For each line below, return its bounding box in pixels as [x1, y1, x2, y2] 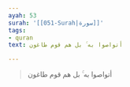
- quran [8, 33, 34, 42]
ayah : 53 [8, 11, 37, 20]
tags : [8, 26, 26, 34]
